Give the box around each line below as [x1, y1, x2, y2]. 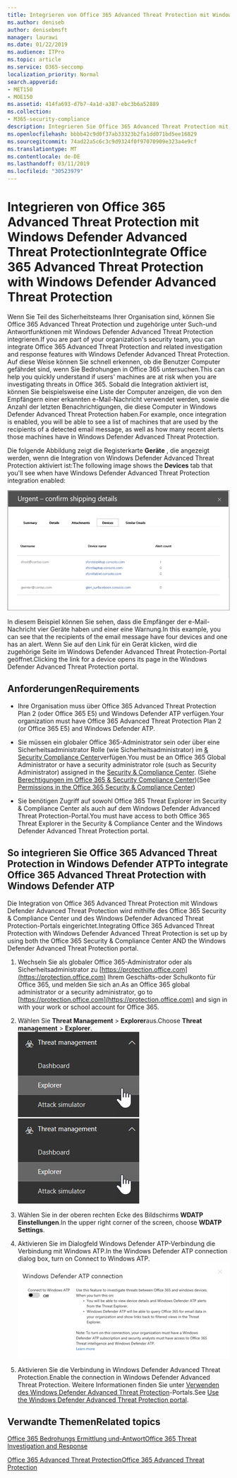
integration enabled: [7, 476, 66, 484]
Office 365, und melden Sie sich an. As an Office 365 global [17, 980, 190, 989]
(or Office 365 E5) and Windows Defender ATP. [17, 724, 155, 732]
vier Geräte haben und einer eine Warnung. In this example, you [37, 625, 221, 633]
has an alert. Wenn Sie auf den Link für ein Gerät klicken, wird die [7, 640, 197, 649]
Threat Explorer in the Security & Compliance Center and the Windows [17, 819, 223, 828]
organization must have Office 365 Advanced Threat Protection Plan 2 [17, 717, 222, 725]
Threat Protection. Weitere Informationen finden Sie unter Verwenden [17, 1381, 220, 1389]
